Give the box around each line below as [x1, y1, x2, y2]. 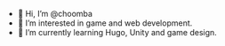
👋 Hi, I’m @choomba [17, 9, 93, 19]
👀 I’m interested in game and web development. [17, 18, 193, 28]
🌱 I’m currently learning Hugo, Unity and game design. [17, 27, 218, 37]
